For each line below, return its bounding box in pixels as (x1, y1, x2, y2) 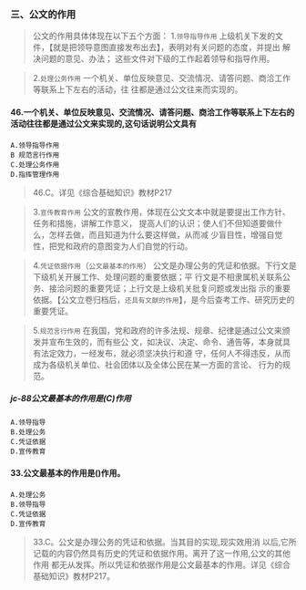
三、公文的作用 (10, 7, 76, 20)
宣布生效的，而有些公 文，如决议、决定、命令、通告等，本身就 (48, 336, 283, 347)
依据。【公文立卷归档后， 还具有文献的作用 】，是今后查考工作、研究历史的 (32, 294, 295, 305)
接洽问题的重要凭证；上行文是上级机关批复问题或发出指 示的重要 (48, 283, 291, 294)
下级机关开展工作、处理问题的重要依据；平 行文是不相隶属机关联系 (32, 271, 283, 282)
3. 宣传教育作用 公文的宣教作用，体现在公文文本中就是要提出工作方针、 (32, 206, 291, 217)
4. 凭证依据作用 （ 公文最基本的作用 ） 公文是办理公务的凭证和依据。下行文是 (32, 260, 297, 271)
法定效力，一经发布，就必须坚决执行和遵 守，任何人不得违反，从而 (40, 347, 291, 358)
